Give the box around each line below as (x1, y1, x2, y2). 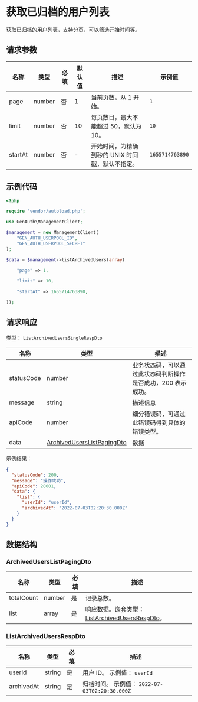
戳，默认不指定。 (91, 160, 138, 168)
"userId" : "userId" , (21, 500, 72, 506)
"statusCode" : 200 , (11, 472, 60, 478)
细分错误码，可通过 (132, 409, 186, 418)
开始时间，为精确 (91, 142, 138, 150)
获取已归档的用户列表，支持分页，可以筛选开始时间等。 (6, 26, 140, 33)
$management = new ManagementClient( (6, 230, 99, 236)
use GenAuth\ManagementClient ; (6, 219, 83, 225)
